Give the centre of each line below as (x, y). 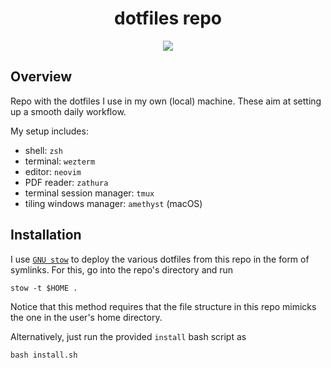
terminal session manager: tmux (89, 193)
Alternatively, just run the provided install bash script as (128, 336)
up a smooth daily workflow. (68, 111)
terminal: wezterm (60, 161)
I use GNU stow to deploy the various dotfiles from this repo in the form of (160, 259)
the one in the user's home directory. (86, 317)
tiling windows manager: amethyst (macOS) (113, 203)
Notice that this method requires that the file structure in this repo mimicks (163, 306)
